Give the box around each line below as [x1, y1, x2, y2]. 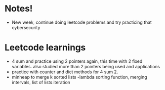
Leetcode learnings [4, 42, 86, 53]
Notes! [4, 3, 33, 14]
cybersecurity [11, 24, 41, 30]
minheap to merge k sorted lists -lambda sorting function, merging [11, 74, 148, 80]
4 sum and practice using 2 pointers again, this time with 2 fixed [11, 58, 143, 64]
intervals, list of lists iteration [11, 79, 70, 85]
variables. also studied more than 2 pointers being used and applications [11, 63, 160, 69]
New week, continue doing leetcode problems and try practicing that [11, 19, 152, 25]
